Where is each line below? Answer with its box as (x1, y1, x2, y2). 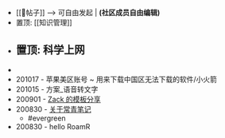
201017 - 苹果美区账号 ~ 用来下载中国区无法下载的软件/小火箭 (15, 74, 217, 84)
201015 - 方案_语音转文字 (15, 84, 99, 94)
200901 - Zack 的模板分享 (15, 94, 101, 104)
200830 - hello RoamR (15, 121, 91, 131)
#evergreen (27, 113, 66, 123)
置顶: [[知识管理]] (15, 18, 73, 27)
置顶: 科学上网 (15, 43, 85, 57)
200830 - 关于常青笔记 (15, 104, 91, 114)
